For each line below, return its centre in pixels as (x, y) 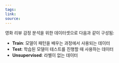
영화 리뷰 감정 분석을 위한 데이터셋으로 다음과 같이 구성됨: (60, 33)
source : (13, 18)
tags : (10, 9)
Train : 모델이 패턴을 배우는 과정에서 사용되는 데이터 (61, 43)
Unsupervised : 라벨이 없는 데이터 (45, 55)
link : (10, 14)
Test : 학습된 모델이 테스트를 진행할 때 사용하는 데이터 (63, 49)
